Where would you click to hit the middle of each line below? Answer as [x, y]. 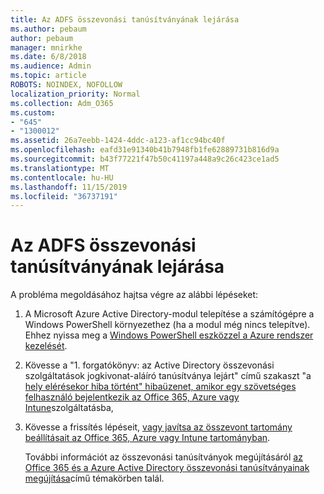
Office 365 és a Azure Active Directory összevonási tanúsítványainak [167, 468]
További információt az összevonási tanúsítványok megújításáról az [163, 457]
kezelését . [46, 346]
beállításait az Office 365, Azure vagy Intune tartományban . [147, 438]
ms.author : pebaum [48, 29]
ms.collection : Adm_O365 [62, 103]
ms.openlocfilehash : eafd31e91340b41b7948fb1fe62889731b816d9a [145, 150]
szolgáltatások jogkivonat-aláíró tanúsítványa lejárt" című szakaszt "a [168, 376]
